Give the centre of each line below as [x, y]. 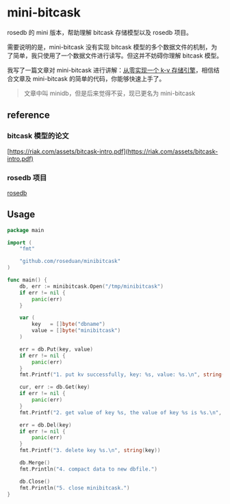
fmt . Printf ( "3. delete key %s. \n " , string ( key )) [90, 451]
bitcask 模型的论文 [38, 136]
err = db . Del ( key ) [46, 425]
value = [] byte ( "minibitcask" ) [76, 331]
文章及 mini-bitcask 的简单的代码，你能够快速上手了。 [89, 78]
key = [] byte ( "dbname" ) [69, 324]
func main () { [27, 280]
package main [26, 230]
